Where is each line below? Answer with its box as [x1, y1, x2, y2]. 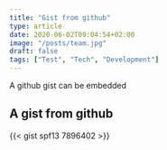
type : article [9, 22, 63, 31]
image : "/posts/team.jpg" [9, 38, 107, 48]
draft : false [9, 47, 59, 56]
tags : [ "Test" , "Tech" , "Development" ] [9, 55, 160, 64]
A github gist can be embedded [9, 80, 127, 90]
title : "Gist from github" [9, 13, 111, 23]
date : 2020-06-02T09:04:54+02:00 [9, 30, 135, 39]
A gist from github [9, 106, 114, 122]
